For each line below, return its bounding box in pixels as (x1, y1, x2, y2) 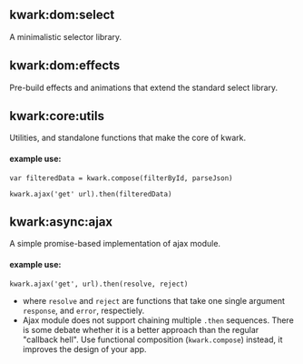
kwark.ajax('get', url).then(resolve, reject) (9, 279, 189, 288)
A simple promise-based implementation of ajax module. (9, 238, 220, 249)
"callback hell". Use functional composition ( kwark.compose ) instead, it (22, 334, 283, 345)
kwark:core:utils (9, 108, 104, 124)
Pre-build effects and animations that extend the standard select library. (9, 82, 279, 93)
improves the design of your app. (22, 343, 147, 354)
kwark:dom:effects (9, 58, 121, 74)
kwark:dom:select (9, 7, 115, 23)
